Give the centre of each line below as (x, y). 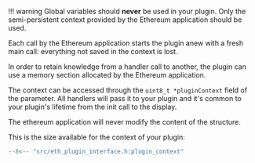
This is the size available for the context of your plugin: (97, 137)
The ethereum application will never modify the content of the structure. (125, 122)
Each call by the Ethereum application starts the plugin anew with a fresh (126, 43)
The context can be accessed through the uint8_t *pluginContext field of (128, 90)
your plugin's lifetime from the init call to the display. (93, 107)
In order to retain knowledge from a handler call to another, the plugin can (127, 67)
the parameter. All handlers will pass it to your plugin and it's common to (125, 98)
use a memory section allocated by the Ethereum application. (107, 75)
